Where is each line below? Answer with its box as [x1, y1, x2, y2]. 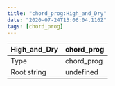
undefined [64, 67, 99, 77]
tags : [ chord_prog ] [7, 23, 64, 30]
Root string [10, 67, 46, 77]
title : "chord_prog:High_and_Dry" [7, 10, 107, 17]
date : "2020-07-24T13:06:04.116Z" [7, 17, 107, 23]
